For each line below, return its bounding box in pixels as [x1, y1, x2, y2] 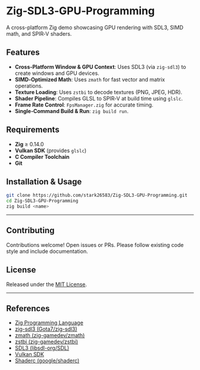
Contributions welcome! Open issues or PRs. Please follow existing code [6, 241, 184, 248]
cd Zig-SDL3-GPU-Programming [6, 198, 79, 204]
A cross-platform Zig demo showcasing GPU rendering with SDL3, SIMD [6, 24, 183, 31]
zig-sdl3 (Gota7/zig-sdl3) [14, 325, 77, 333]
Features [6, 48, 40, 58]
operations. [14, 82, 43, 89]
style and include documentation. [6, 247, 88, 255]
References [6, 303, 50, 313]
